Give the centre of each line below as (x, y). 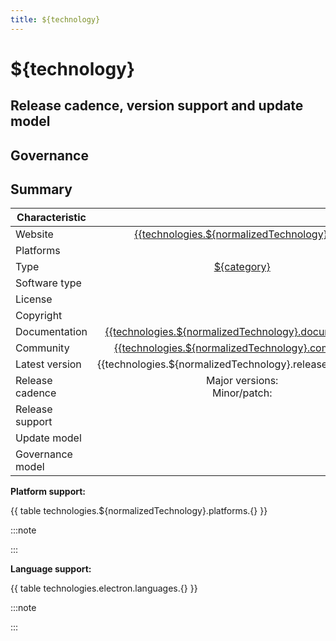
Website (34, 234)
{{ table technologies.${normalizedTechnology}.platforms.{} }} (139, 511)
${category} (242, 267)
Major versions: (242, 381)
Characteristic (51, 218)
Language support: (51, 569)
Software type (48, 283)
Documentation (51, 332)
